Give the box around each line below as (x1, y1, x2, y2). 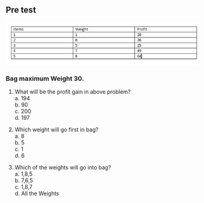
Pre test (6, 5, 36, 15)
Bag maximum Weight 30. (6, 74, 85, 83)
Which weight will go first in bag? (14, 126, 99, 133)
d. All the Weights (14, 190, 59, 197)
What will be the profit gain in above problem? (14, 88, 131, 95)
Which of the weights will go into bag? (14, 164, 111, 171)
